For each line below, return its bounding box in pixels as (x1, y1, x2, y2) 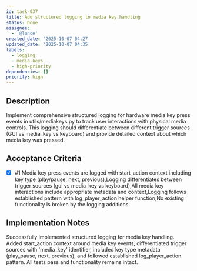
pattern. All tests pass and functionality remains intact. (6, 258, 138, 265)
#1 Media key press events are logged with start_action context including (14, 169, 191, 176)
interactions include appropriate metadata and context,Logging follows (14, 188, 186, 195)
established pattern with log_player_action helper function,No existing (14, 195, 184, 202)
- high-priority (11, 63, 51, 69)
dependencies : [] (6, 69, 49, 75)
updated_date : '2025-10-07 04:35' (6, 42, 91, 48)
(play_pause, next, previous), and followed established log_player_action (6, 252, 182, 259)
